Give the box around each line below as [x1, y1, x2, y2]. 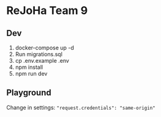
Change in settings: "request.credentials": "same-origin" [6, 104, 155, 111]
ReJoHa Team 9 [6, 4, 88, 18]
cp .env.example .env [15, 57, 69, 64]
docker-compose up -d [15, 44, 75, 51]
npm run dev [15, 70, 48, 77]
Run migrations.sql [15, 51, 63, 58]
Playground [6, 88, 51, 98]
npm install [15, 63, 43, 71]
